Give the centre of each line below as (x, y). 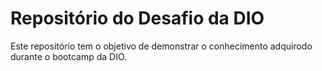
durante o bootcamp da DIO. (69, 56)
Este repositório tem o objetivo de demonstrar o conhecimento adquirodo (161, 46)
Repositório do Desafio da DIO (137, 18)
